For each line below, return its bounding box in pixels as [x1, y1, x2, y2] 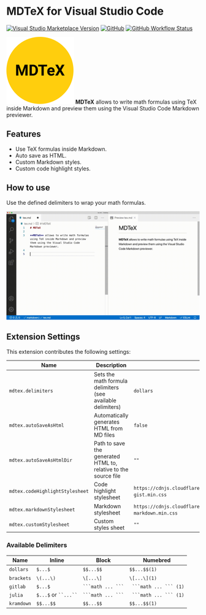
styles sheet [94, 524, 125, 531]
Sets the [94, 370, 115, 378]
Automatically [94, 411, 129, 419]
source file [94, 472, 121, 479]
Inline [50, 557, 64, 564]
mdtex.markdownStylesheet [9, 507, 75, 513]
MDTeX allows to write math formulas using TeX [75, 98, 197, 105]
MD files [94, 431, 115, 438]
